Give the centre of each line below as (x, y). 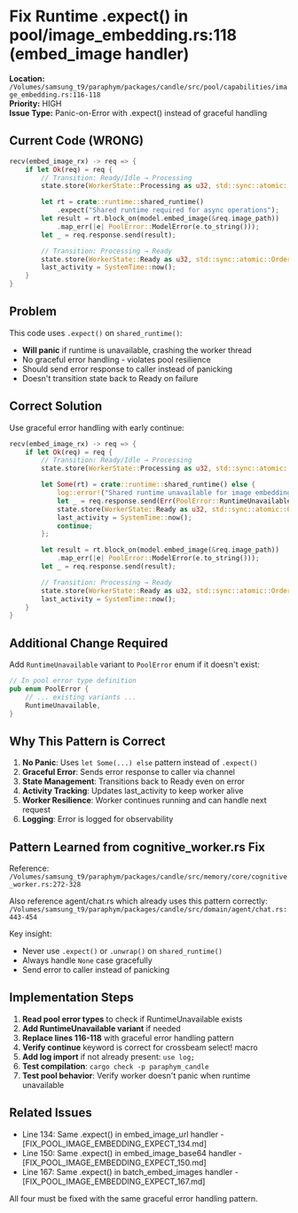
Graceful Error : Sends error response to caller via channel (128, 772)
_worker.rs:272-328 (45, 885)
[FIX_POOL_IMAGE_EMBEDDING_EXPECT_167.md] (114, 1181)
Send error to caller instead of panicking (96, 970)
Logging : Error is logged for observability (98, 819)
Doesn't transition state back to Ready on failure (110, 378)
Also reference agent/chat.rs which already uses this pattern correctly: (138, 901)
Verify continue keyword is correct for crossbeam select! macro (140, 1047)
